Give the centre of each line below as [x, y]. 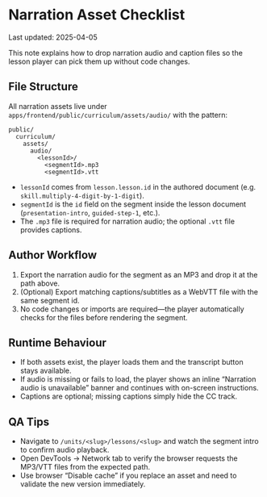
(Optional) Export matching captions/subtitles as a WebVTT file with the [139, 291]
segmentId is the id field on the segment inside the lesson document [133, 204]
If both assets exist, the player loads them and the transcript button [131, 362]
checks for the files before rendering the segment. [104, 317]
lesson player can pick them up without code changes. [99, 61]
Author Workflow [53, 255]
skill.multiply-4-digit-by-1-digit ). [82, 195]
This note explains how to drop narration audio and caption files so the [126, 52]
